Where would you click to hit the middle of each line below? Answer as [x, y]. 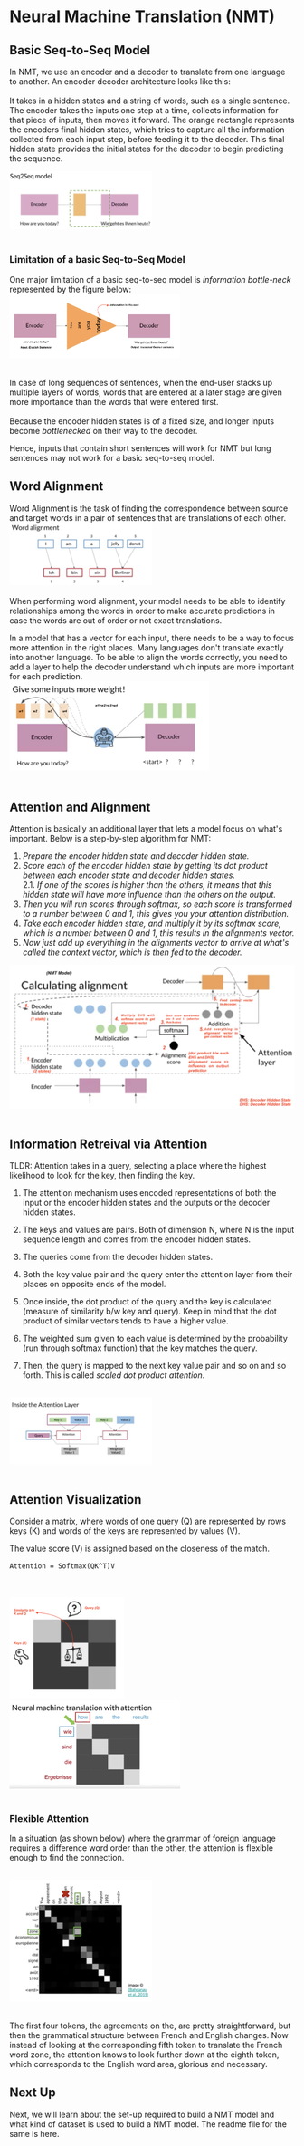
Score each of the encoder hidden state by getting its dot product [145, 866]
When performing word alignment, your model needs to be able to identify [147, 601]
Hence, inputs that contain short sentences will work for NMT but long [140, 448]
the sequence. [36, 159]
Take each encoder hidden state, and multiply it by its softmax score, [152, 924]
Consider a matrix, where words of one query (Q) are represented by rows [148, 1521]
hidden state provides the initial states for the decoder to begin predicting [147, 149]
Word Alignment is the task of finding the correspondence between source [149, 508]
